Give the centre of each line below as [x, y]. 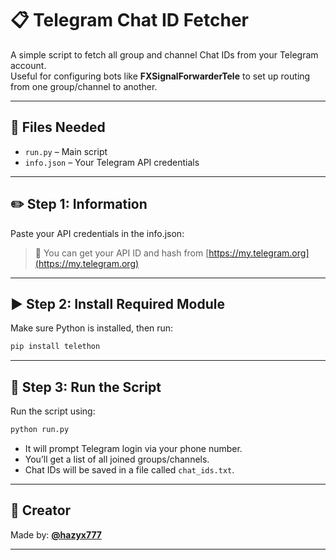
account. [28, 65]
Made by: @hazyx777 [56, 534]
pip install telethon [55, 347]
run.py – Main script [66, 151]
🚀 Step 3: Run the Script [86, 387]
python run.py [40, 430]
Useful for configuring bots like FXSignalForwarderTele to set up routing [160, 76]
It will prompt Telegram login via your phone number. [133, 448]
